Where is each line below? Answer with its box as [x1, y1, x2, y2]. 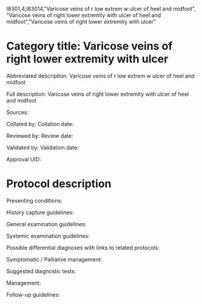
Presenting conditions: [6, 197, 62, 204]
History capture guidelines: [6, 209, 74, 216]
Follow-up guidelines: [6, 291, 61, 298]
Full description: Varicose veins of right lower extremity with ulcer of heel [6, 90, 189, 98]
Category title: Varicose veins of [6, 39, 173, 53]
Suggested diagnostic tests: [6, 267, 76, 275]
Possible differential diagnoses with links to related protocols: [6, 244, 160, 251]
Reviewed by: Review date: [6, 132, 74, 139]
